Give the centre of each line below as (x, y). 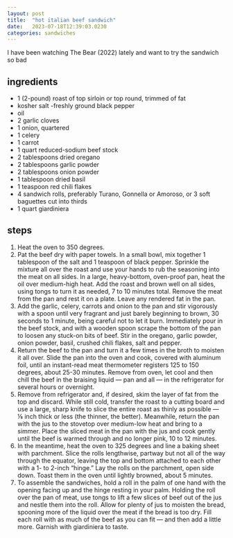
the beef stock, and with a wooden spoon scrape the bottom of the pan (119, 328)
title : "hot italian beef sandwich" (62, 20)
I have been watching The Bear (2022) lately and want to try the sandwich (113, 53)
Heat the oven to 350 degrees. (61, 247)
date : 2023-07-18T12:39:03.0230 (57, 26)
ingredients (33, 81)
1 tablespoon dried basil (51, 179)
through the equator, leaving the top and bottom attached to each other (119, 460)
